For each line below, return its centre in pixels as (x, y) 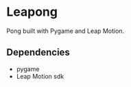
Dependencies (38, 52)
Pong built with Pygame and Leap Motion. (65, 31)
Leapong (32, 12)
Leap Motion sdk (40, 76)
